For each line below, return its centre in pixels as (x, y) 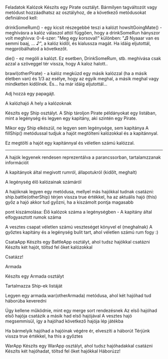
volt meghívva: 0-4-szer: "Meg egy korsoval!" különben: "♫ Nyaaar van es (82, 38)
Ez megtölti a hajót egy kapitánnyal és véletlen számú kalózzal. (70, 143)
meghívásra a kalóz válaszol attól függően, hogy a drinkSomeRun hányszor (83, 33)
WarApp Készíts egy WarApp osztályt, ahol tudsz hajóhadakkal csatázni (79, 346)
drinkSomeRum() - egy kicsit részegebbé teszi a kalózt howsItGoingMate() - (84, 27)
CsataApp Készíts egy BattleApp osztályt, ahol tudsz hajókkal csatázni (77, 242)
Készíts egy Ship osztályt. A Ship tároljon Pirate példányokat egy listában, (81, 113)
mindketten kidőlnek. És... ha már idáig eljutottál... (56, 84)
